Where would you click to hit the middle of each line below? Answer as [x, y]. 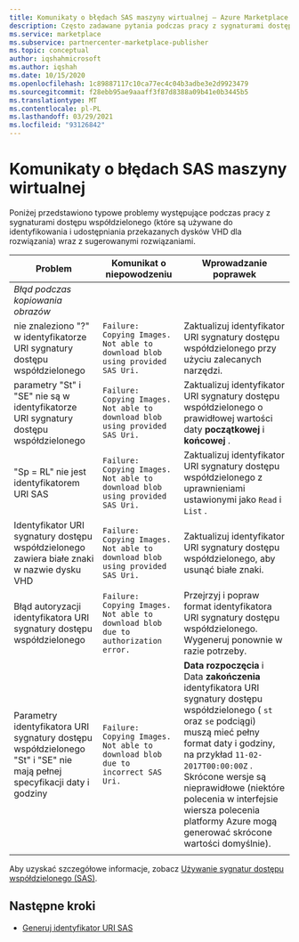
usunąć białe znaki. [224, 569]
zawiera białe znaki [54, 558]
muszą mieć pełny [222, 732]
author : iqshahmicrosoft [55, 59]
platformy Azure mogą [230, 821]
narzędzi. [203, 370]
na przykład [208, 754]
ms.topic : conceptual [49, 51]
